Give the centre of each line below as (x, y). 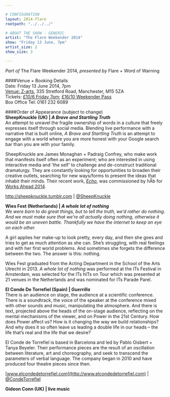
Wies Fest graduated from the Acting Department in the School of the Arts (83, 263)
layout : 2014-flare (26, 19)
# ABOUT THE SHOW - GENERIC (35, 33)
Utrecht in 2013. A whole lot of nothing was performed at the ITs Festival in (83, 269)
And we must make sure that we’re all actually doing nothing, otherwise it (82, 216)
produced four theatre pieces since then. (48, 364)
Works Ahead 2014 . (26, 186)
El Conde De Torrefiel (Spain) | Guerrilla (48, 289)
